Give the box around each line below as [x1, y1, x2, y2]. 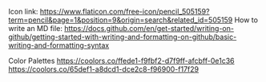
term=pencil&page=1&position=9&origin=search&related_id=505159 [8, 15, 233, 25]
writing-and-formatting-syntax [8, 41, 110, 50]
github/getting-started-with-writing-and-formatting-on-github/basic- [8, 32, 237, 41]
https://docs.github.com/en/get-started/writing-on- [63, 24, 235, 33]
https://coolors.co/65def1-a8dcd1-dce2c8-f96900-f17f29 [8, 64, 199, 74]
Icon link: [8, 7, 38, 16]
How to [234, 15, 259, 25]
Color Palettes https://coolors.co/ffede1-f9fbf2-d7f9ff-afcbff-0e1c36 [8, 56, 235, 65]
